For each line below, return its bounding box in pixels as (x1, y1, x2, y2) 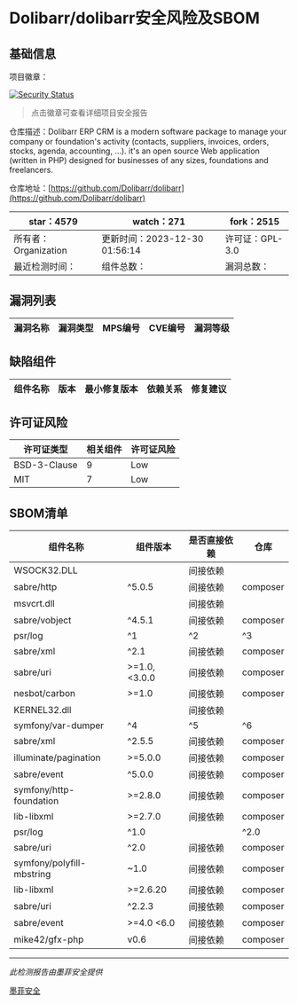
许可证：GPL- (224, 232, 284, 245)
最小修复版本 (84, 382, 139, 395)
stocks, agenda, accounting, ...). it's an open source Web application (9, 145, 260, 156)
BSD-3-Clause (13, 459, 78, 471)
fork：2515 (229, 216, 280, 227)
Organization (13, 245, 68, 256)
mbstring (13, 868, 51, 881)
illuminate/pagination (13, 751, 101, 764)
